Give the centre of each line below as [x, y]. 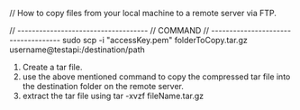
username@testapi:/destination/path [77, 50]
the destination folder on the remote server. [103, 86]
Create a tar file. [52, 67]
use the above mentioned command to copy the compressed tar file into [156, 77]
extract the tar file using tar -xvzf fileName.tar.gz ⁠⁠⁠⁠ [113, 96]
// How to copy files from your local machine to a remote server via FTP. [143, 13]
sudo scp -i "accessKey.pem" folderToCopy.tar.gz [155, 40]
